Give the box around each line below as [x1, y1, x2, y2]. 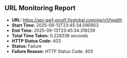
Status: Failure [11, 43, 42, 49]
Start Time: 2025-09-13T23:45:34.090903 [11, 22, 99, 28]
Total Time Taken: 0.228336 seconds [11, 32, 88, 38]
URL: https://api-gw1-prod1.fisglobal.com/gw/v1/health [11, 17, 123, 23]
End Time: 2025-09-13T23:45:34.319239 [11, 27, 96, 33]
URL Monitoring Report [4, 4, 76, 12]
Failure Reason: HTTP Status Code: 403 [11, 48, 93, 54]
